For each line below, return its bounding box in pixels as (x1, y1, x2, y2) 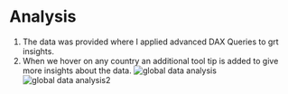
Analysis (9, 6, 77, 27)
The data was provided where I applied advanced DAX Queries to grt (22, 36, 279, 47)
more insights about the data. (22, 65, 133, 76)
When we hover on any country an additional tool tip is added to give (22, 55, 279, 66)
